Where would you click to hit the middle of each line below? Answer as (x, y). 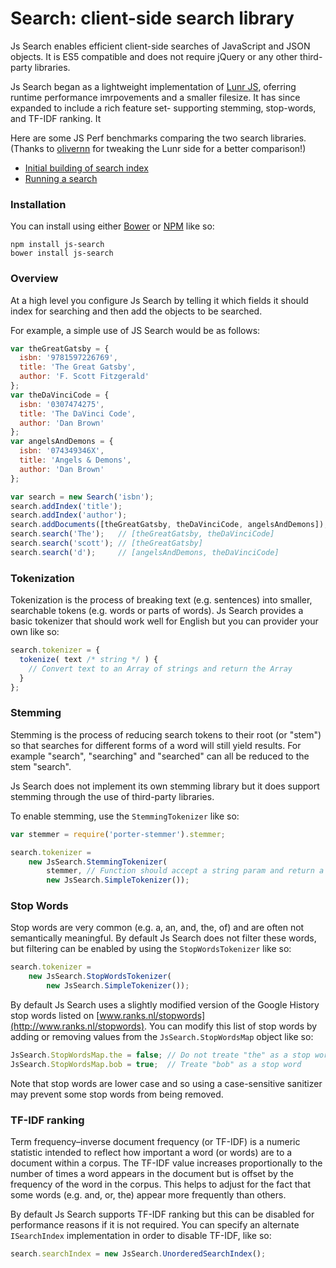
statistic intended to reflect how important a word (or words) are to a (151, 1153)
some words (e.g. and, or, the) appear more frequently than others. (148, 1195)
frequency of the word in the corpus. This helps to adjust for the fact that (160, 1184)
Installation (38, 204)
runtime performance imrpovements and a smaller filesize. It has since (155, 97)
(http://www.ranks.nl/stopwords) (77, 1026)
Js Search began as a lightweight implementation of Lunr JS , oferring (153, 86)
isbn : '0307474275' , (62, 404)
